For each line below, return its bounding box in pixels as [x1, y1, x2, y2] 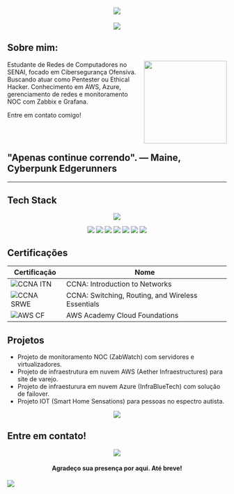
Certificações [7, 247, 68, 259]
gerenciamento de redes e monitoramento [7, 90, 128, 98]
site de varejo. [17, 375, 58, 383]
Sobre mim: [7, 42, 58, 54]
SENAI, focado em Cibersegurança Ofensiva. [7, 67, 136, 76]
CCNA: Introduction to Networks [65, 279, 172, 289]
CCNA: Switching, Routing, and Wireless [65, 291, 198, 301]
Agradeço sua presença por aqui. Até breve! [52, 464, 182, 472]
